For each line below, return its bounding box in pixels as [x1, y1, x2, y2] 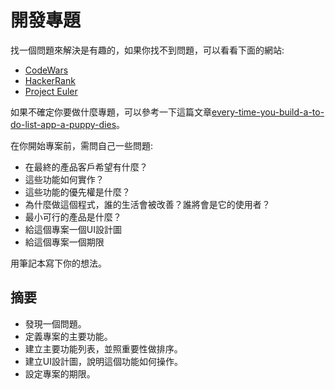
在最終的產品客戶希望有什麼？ [24, 161, 148, 173]
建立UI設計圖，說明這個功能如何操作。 [24, 355, 183, 367]
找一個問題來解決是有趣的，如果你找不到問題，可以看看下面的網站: [10, 44, 285, 56]
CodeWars [24, 64, 69, 76]
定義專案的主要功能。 [24, 330, 113, 342]
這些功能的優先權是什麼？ [24, 186, 131, 198]
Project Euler [24, 85, 78, 97]
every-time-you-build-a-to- [211, 106, 325, 118]
